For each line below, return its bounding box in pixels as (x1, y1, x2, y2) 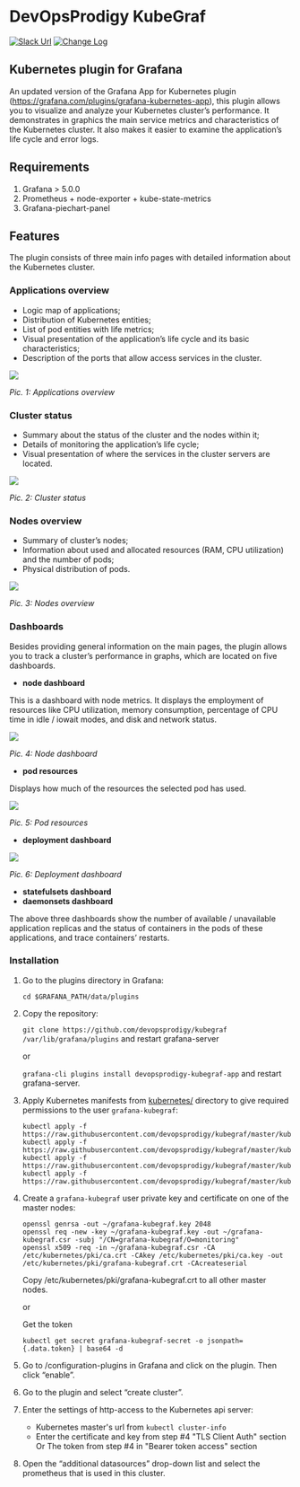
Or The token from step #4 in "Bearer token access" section (35, 1440, 258, 1451)
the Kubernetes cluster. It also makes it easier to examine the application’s (9, 124, 282, 135)
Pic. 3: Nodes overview (9, 598, 95, 609)
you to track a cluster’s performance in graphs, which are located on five (9, 650, 278, 661)
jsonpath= (207, 1336, 244, 1345)
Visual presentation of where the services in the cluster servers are (21, 448, 270, 459)
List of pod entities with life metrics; (21, 323, 155, 334)
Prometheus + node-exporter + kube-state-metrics (21, 193, 212, 204)
